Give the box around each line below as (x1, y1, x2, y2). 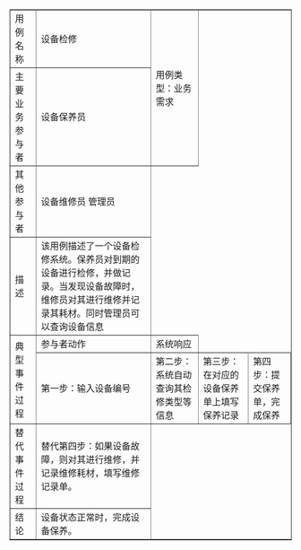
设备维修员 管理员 (40, 196, 116, 207)
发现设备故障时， (67, 280, 141, 292)
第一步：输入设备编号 (40, 382, 132, 394)
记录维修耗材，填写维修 (40, 467, 141, 479)
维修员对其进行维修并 (40, 293, 132, 306)
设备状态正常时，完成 (40, 511, 132, 523)
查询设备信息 (49, 320, 105, 333)
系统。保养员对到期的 (49, 253, 141, 266)
